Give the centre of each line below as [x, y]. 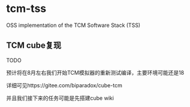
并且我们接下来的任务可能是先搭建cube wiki [60, 98]
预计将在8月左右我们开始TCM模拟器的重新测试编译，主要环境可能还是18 [95, 72]
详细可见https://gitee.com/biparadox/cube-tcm [64, 85]
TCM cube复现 [34, 46]
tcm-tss [26, 9]
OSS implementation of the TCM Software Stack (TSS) [73, 25]
